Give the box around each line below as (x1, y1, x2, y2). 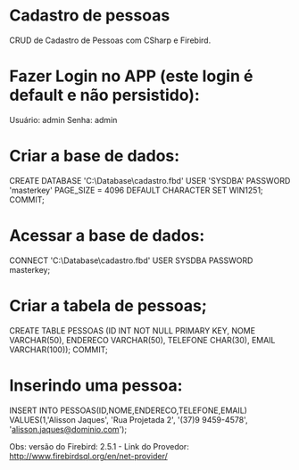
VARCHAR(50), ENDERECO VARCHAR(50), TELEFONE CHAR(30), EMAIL (9, 334, 276, 345)
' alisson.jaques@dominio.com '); (9, 424, 128, 434)
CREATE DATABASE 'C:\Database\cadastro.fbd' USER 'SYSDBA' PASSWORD (9, 175, 291, 186)
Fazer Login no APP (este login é (9, 66, 253, 87)
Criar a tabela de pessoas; (9, 295, 208, 316)
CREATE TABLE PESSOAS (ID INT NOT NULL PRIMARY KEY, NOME (9, 325, 256, 335)
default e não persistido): (9, 86, 201, 105)
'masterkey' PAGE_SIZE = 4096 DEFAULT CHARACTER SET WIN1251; (9, 185, 263, 195)
